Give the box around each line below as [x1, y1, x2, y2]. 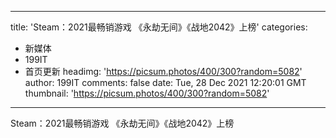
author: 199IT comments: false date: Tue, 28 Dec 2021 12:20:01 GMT [24, 77, 307, 88]
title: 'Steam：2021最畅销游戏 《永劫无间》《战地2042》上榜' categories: [10, 21, 308, 33]
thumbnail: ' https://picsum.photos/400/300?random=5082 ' [24, 87, 270, 99]
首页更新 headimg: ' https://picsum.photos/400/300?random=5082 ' [24, 66, 303, 77]
